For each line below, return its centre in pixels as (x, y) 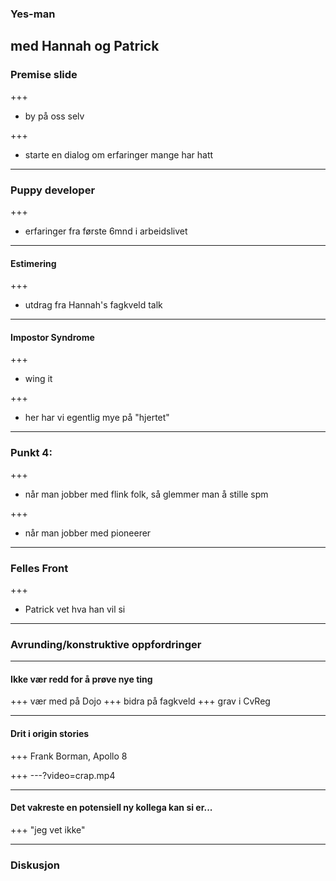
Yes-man (33, 14)
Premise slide (44, 75)
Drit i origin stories (50, 733)
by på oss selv (54, 116)
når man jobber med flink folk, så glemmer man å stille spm (146, 494)
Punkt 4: (31, 453)
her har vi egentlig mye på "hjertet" (97, 418)
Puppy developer (53, 190)
